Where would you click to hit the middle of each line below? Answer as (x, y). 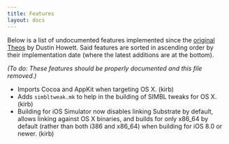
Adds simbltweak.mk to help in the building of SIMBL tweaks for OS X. (117, 96)
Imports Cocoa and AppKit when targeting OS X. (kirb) (96, 89)
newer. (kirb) (36, 134)
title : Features (31, 14)
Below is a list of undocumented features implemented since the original (111, 40)
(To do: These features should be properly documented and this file (105, 68)
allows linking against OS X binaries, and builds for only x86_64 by (113, 118)
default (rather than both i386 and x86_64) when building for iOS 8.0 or (120, 126)
